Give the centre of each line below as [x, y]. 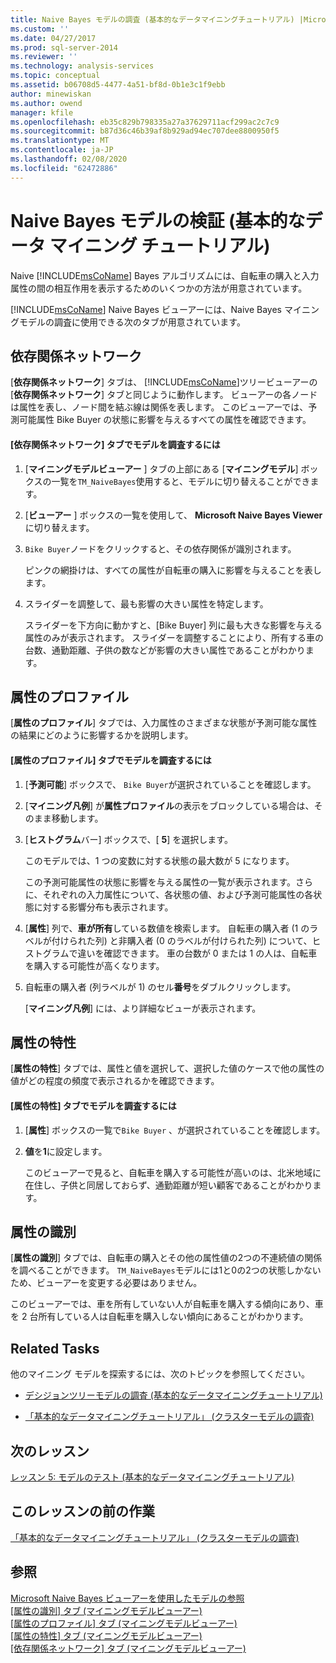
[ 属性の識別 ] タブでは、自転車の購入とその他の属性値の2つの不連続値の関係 [166, 1258]
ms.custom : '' [40, 29]
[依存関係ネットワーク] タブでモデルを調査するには [115, 444]
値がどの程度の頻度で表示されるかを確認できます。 [115, 1081]
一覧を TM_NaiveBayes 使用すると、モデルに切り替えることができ [181, 481]
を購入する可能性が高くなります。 [94, 965]
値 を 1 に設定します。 [66, 1151]
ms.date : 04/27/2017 [53, 38]
